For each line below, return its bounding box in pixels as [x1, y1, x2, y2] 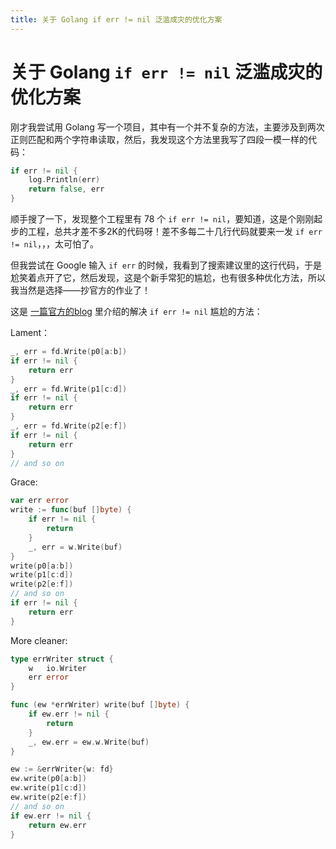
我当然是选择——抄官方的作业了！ [10, 284, 151, 296]
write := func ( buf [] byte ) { [10, 505, 132, 515]
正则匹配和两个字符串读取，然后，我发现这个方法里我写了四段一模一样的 [10, 133, 308, 145]
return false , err [28, 184, 105, 195]
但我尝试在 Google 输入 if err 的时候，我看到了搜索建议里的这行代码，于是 [10, 259, 323, 271]
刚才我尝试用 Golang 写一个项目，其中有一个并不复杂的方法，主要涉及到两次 [10, 121, 325, 133]
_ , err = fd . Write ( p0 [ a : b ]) [10, 347, 128, 357]
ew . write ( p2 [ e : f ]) [10, 792, 87, 803]
